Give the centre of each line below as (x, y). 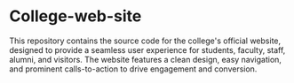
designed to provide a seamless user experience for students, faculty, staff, (147, 49)
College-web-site (75, 16)
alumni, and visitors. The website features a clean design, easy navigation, (146, 59)
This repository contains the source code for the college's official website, (145, 41)
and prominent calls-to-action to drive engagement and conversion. (133, 69)
